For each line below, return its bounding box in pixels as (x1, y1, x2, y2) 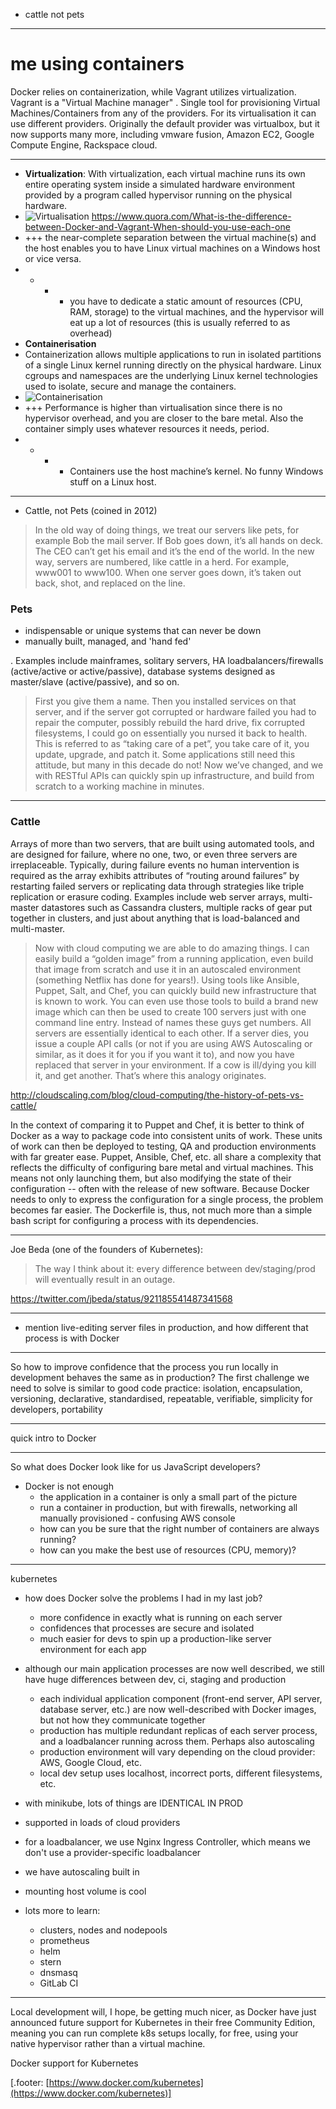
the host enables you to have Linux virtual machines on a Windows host (24, 242, 321, 254)
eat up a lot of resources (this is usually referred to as (69, 316, 291, 328)
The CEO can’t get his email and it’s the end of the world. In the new (34, 545, 315, 557)
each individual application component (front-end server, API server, (39, 1692, 323, 1704)
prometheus (39, 1934, 90, 1946)
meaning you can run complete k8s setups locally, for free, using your (10, 2027, 299, 2039)
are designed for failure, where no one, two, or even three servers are (10, 848, 298, 860)
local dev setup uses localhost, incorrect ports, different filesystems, (39, 1767, 323, 1779)
